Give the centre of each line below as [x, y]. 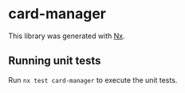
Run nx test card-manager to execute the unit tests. [93, 79]
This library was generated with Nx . [67, 36]
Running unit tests [55, 61]
